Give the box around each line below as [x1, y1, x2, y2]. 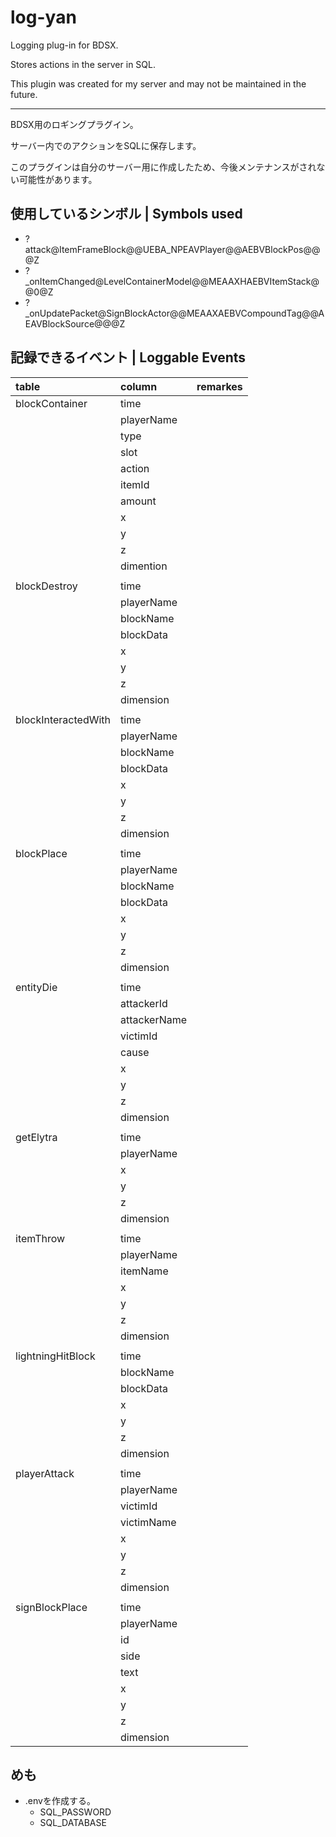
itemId [120, 477, 150, 491]
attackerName [120, 1012, 188, 1026]
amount [120, 494, 157, 508]
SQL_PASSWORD [39, 1806, 112, 1818]
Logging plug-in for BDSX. [10, 39, 119, 51]
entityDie [15, 980, 58, 994]
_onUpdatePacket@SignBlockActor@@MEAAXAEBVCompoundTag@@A [24, 307, 325, 319]
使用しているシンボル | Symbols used [10, 206, 243, 223]
